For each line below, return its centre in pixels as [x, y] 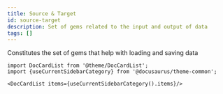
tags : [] [20, 33]
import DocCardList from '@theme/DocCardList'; [78, 66]
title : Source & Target [42, 14]
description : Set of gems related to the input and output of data [108, 26]
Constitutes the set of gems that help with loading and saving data [103, 53]
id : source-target [34, 20]
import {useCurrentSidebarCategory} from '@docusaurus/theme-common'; [112, 72]
